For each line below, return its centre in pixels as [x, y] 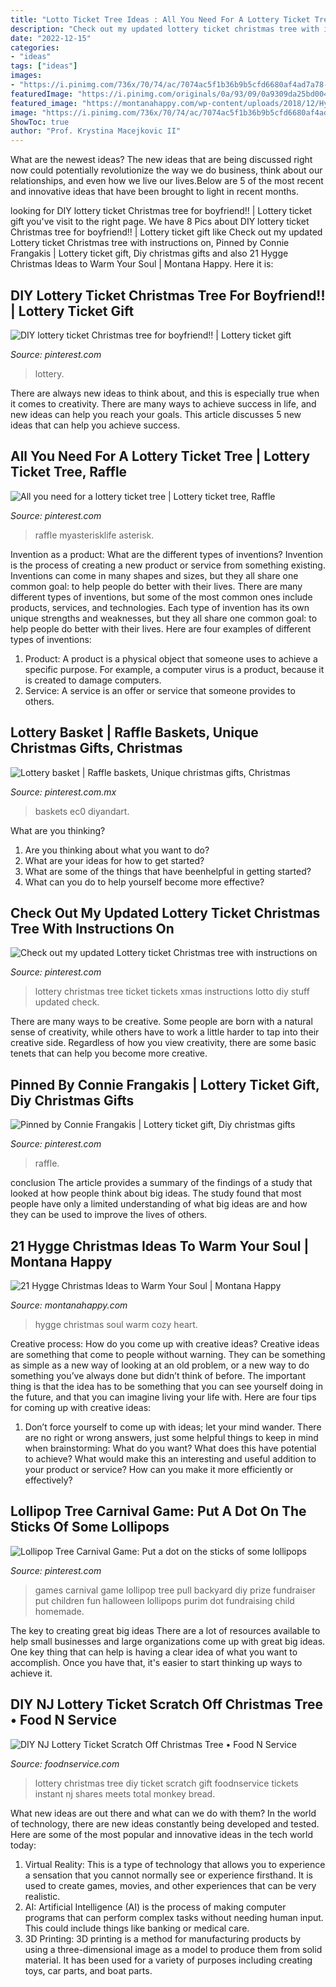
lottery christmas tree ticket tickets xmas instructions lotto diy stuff [172, 992]
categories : [35, 47]
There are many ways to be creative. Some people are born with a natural [161, 1022]
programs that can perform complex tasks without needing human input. [174, 1917]
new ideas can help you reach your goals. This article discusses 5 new [156, 414]
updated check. [67, 1002]
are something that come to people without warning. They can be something [168, 1354]
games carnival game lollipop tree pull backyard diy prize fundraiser [175, 1590]
